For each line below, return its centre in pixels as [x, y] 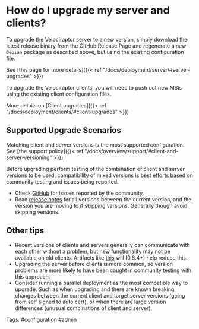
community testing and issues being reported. [62, 181]
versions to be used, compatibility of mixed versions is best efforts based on [100, 175]
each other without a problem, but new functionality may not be [93, 251]
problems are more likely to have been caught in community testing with [103, 270]
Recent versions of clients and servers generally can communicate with [102, 245]
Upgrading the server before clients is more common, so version [94, 264]
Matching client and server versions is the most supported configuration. [95, 145]
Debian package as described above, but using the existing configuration [95, 52]
